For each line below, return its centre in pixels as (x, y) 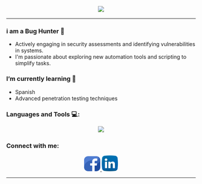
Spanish (25, 92)
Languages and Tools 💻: (43, 114)
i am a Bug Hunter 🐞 (35, 31)
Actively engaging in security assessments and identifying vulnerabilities (105, 44)
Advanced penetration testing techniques (66, 98)
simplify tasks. (33, 64)
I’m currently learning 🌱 (41, 79)
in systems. (29, 50)
